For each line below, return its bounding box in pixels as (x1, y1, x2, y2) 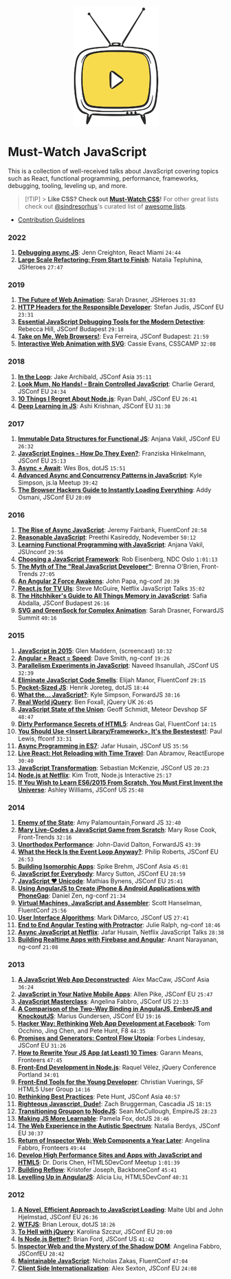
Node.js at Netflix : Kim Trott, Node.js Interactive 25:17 (17, 771, 173, 779)
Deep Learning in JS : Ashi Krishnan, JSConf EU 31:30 (17, 401, 171, 410)
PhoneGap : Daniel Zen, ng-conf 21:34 (17, 891, 126, 900)
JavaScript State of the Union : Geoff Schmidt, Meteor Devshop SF (17, 705, 208, 713)
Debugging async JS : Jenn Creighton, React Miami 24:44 (17, 249, 181, 257)
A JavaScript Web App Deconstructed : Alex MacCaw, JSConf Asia (17, 975, 210, 984)
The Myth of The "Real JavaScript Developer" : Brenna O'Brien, (17, 562, 200, 571)
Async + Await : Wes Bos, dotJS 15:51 (17, 464, 126, 472)
